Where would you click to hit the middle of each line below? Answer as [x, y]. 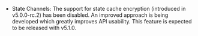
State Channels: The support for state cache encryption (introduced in [99, 9]
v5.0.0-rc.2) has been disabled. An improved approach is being [90, 15]
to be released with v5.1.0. [44, 28]
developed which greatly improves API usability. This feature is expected [102, 21]
